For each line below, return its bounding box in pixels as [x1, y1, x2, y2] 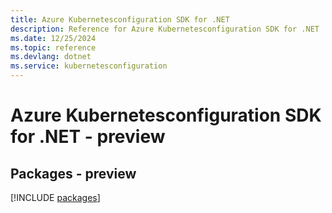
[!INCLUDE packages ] [10, 192, 101, 203]
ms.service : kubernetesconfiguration [10, 61, 168, 71]
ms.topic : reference [10, 42, 97, 53]
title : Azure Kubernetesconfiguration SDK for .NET [10, 14, 230, 25]
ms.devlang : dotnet [10, 52, 92, 62]
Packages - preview [10, 165, 137, 182]
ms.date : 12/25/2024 [10, 33, 97, 43]
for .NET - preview [10, 126, 166, 148]
